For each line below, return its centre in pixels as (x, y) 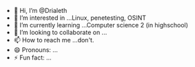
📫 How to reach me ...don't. (54, 40)
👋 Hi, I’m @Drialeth (40, 11)
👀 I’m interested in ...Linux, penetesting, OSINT (80, 18)
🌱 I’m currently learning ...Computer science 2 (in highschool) (101, 25)
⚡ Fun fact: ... (32, 57)
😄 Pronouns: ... (36, 50)
